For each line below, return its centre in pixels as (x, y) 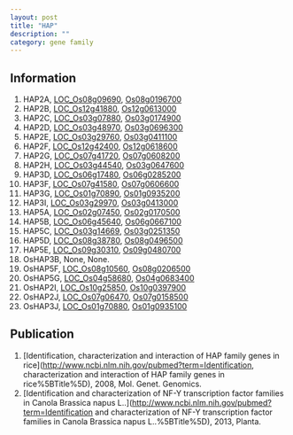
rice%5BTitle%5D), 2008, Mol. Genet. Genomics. (112, 384)
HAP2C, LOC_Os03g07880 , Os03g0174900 (102, 118)
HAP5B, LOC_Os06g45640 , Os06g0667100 (102, 221)
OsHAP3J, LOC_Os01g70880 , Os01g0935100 (105, 307)
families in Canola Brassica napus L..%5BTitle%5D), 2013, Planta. (142, 421)
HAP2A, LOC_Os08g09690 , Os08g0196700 (102, 99)
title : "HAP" (34, 26)
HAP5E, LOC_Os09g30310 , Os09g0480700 (102, 250)
